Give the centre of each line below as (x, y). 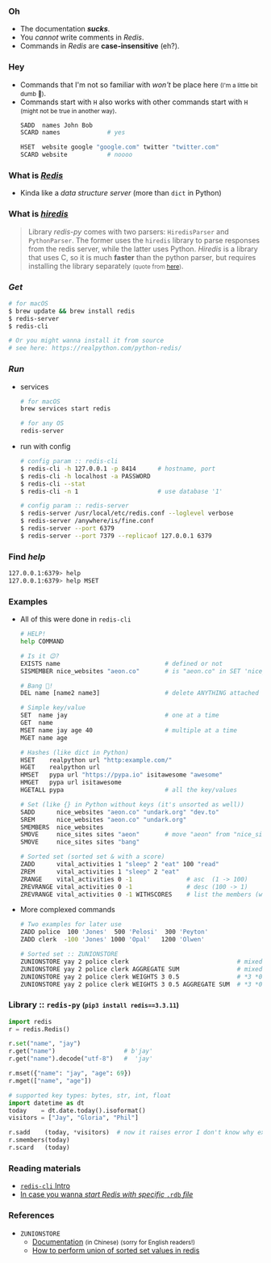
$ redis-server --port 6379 (67, 528)
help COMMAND (42, 642)
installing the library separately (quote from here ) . (106, 266)
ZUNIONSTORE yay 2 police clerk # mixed (141, 962)
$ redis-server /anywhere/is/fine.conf (87, 521)
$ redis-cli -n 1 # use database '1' (121, 491)
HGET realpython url (60, 768)
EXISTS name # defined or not (121, 663)
